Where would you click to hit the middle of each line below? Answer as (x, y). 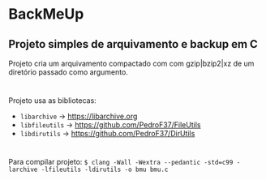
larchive (23, 170)
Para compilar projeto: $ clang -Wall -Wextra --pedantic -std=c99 (121, 162)
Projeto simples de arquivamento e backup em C (133, 44)
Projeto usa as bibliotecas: (53, 101)
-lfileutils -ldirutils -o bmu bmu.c (105, 170)
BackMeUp (46, 14)
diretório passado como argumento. (68, 72)
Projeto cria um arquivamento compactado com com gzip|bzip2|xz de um (131, 63)
